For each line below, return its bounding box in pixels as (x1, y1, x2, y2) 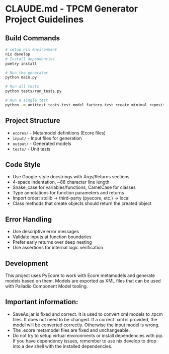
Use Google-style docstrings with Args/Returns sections (12, 174, 130, 180)
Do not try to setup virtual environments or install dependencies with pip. (12, 332, 164, 338)
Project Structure (5, 116, 60, 125)
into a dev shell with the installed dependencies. (12, 343, 113, 349)
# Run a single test (5, 98, 49, 103)
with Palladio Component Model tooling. (5, 283, 88, 289)
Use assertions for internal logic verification (12, 245, 104, 251)
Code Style (5, 160, 41, 169)
